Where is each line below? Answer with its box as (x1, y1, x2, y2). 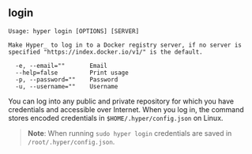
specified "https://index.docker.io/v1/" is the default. (8, 47, 203, 56)
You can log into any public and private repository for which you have (8, 96, 235, 106)
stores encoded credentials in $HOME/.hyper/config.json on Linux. (8, 113, 224, 122)
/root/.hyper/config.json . (27, 137, 115, 146)
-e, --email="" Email (15, 62, 108, 69)
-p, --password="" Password (15, 75, 118, 84)
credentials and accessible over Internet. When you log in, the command (8, 104, 245, 114)
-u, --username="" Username (15, 82, 118, 90)
